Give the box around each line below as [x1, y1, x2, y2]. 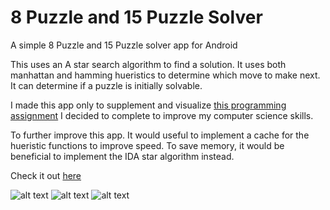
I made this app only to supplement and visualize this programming [10, 99, 287, 111]
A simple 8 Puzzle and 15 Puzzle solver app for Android [10, 39, 238, 51]
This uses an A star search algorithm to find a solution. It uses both [10, 58, 287, 70]
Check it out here [10, 169, 82, 181]
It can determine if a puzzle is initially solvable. [10, 79, 203, 91]
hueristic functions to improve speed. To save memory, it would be [10, 139, 285, 151]
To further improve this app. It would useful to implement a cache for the [10, 129, 310, 141]
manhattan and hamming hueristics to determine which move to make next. [10, 69, 321, 81]
